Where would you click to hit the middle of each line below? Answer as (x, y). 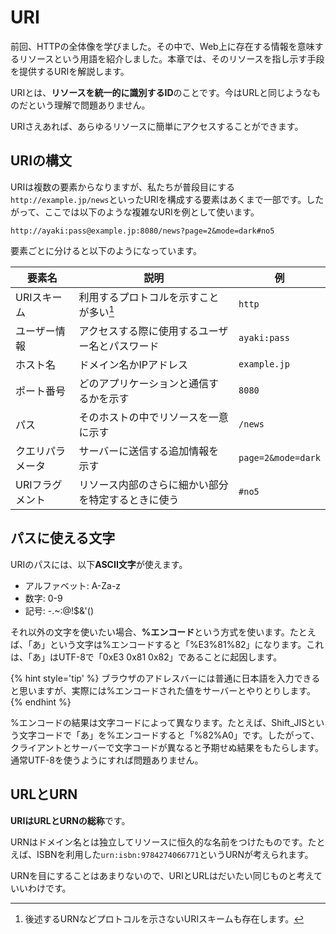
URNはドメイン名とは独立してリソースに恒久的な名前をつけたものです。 (159, 842)
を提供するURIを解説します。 (70, 71)
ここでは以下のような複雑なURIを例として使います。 (152, 212)
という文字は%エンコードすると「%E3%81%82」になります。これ (187, 644)
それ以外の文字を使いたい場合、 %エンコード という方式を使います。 (150, 632)
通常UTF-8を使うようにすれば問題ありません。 (107, 760)
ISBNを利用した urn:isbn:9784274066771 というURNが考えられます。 (175, 854)
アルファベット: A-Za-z (73, 585)
